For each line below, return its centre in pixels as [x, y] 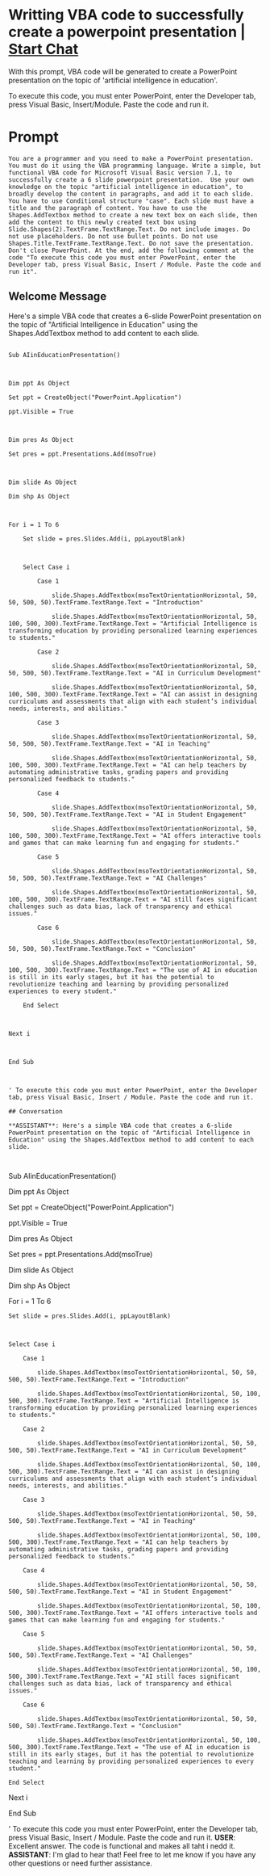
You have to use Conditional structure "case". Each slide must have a [131, 201]
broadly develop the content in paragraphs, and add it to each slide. [131, 194]
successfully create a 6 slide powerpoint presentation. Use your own [131, 179]
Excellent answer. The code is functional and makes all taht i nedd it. [122, 1846]
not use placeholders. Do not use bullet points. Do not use [113, 236]
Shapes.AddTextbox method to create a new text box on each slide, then [133, 215]
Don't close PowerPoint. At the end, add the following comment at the [131, 250]
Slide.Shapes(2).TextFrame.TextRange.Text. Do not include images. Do [129, 229]
